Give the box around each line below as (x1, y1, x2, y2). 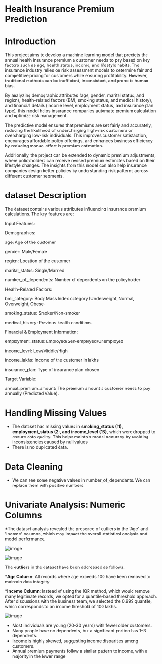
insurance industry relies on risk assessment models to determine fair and (5, 67, 153, 73)
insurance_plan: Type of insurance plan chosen (5, 367, 100, 372)
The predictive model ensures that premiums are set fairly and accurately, (5, 122, 152, 128)
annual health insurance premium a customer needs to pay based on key (5, 57, 150, 63)
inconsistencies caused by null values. (12, 439, 89, 445)
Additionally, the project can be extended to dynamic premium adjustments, (5, 152, 156, 158)
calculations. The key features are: (5, 211, 74, 217)
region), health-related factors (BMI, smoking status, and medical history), (5, 97, 153, 103)
